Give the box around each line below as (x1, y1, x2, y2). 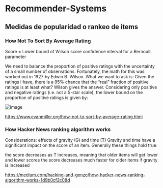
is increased (5, 162, 30, 168)
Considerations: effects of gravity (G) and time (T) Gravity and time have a (5, 137, 156, 143)
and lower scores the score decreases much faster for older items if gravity (5, 157, 158, 163)
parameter (5, 54, 27, 60)
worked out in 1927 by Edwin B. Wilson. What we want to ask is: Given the (5, 73, 155, 79)
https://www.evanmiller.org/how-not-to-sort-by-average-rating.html (5, 114, 143, 120)
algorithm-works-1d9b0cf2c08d (5, 177, 70, 183)
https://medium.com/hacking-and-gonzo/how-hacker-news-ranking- (5, 172, 146, 178)
